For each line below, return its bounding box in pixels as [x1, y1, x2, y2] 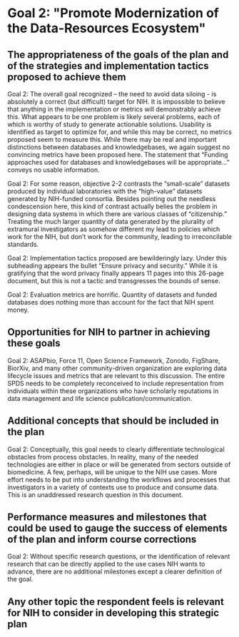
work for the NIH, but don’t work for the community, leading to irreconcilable [7, 233, 232, 240]
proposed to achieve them [7, 71, 126, 83]
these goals [7, 337, 61, 350]
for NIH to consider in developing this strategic [7, 606, 220, 618]
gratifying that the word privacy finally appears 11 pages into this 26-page [7, 269, 224, 277]
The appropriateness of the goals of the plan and [7, 49, 229, 61]
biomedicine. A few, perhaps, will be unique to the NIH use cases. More [7, 467, 218, 476]
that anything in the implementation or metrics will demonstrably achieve [7, 105, 221, 113]
